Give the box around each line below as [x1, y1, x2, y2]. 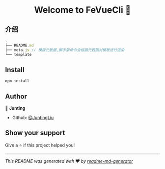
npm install [5, 78, 29, 84]
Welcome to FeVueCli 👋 [34, 4, 131, 16]
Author [5, 92, 27, 100]
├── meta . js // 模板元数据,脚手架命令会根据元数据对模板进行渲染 [5, 48, 125, 52]
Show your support [5, 129, 65, 137]
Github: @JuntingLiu [12, 115, 54, 121]
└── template [5, 52, 32, 57]
